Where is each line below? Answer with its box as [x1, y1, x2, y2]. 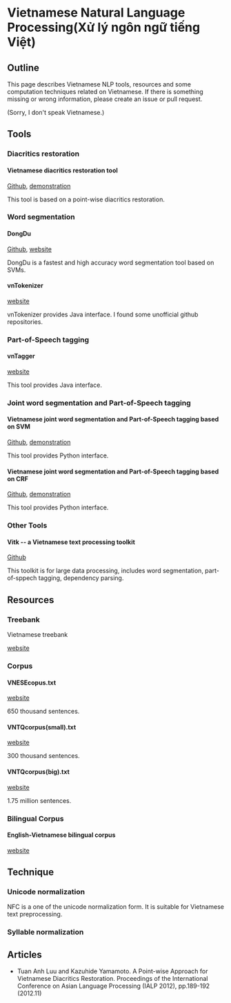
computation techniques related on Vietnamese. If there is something [7, 88, 203, 96]
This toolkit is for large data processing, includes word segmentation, [7, 566, 203, 575]
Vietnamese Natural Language [7, 5, 185, 21]
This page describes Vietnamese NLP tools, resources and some [7, 80, 192, 88]
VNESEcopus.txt [7, 678, 57, 687]
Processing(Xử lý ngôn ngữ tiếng [7, 19, 201, 35]
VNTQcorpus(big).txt [7, 768, 70, 776]
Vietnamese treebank [7, 631, 68, 639]
